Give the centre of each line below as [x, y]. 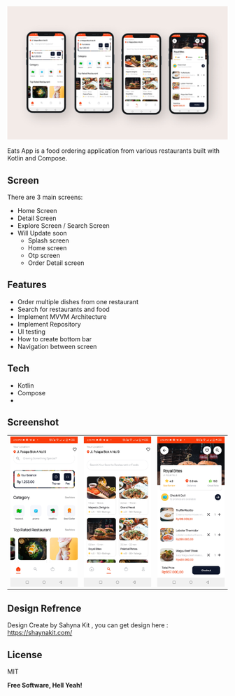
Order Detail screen [56, 263]
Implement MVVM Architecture [62, 316]
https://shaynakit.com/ [40, 633]
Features [27, 285]
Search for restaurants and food [63, 309]
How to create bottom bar [55, 339]
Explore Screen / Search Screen [63, 225]
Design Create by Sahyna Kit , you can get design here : [88, 625]
